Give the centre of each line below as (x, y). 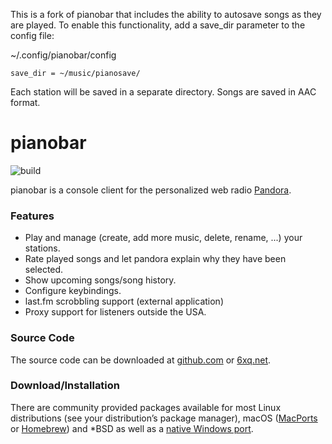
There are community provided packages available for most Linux (146, 407)
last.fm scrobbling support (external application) (124, 301)
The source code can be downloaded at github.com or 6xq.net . (141, 360)
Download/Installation (65, 386)
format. (25, 102)
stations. (42, 248)
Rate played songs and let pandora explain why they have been (155, 259)
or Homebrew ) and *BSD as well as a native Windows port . (132, 428)
